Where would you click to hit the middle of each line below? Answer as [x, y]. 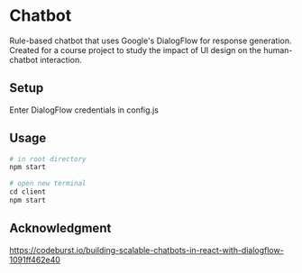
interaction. [61, 59]
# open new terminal [48, 184]
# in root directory [48, 159]
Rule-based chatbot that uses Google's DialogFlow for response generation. [151, 41]
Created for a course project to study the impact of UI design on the [135, 50]
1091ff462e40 [35, 259]
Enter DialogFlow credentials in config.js [84, 110]
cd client [28, 192]
